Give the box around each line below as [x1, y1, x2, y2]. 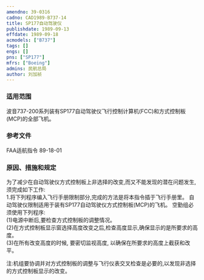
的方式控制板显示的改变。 [6, 267, 71, 275]
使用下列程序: [11, 209, 46, 216]
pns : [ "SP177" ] [6, 54, 45, 60]
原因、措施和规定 [6, 163, 57, 172]
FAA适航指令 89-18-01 [6, 147, 62, 154]
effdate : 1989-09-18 [6, 32, 59, 38]
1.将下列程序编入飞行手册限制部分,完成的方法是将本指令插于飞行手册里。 [6, 194, 188, 201]
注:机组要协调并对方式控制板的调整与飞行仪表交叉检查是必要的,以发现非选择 [6, 260, 197, 267]
